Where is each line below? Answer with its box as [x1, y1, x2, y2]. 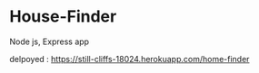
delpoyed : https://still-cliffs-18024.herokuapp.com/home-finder [9, 53, 250, 64]
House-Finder [9, 6, 117, 27]
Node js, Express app [9, 36, 89, 47]
